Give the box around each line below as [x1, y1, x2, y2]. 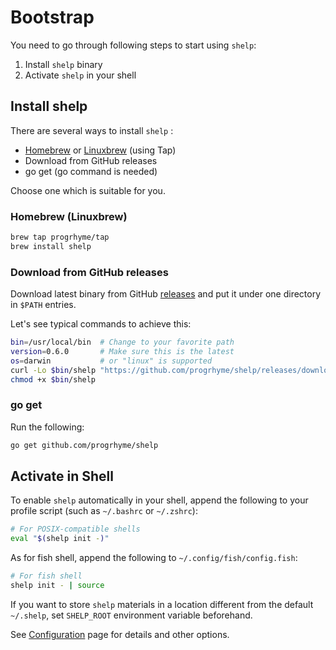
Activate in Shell [10, 468, 114, 485]
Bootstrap [10, 6, 95, 29]
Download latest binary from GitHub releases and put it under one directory [10, 288, 322, 300]
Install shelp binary [24, 58, 103, 70]
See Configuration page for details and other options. [10, 628, 230, 640]
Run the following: [10, 421, 85, 433]
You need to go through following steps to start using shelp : [10, 39, 257, 51]
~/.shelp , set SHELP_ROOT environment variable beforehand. [10, 609, 253, 621]
